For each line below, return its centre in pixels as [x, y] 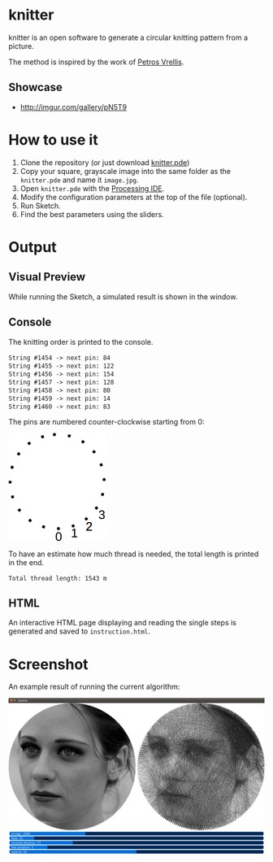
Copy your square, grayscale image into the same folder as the [126, 171]
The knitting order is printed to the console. [81, 342]
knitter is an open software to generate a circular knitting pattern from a [128, 37]
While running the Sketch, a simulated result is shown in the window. [123, 296]
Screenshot [48, 664]
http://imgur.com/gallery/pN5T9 [74, 107]
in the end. [26, 562]
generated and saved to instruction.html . [79, 631]
